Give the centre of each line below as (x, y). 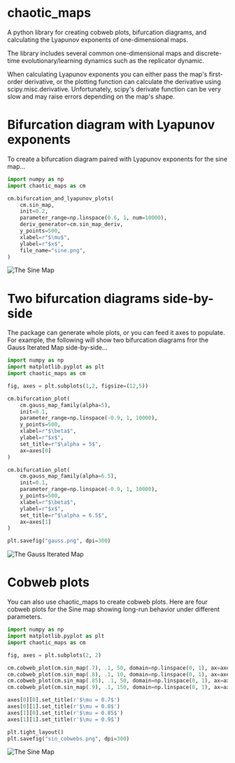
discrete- (209, 53)
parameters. (25, 617)
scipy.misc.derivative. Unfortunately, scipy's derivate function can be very (114, 89)
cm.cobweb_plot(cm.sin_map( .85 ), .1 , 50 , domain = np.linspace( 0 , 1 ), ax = (115, 681)
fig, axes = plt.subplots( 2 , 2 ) (54, 655)
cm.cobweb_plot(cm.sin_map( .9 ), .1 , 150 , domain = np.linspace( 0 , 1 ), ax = (115, 687)
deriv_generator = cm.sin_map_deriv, (72, 224)
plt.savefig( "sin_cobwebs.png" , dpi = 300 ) (69, 739)
